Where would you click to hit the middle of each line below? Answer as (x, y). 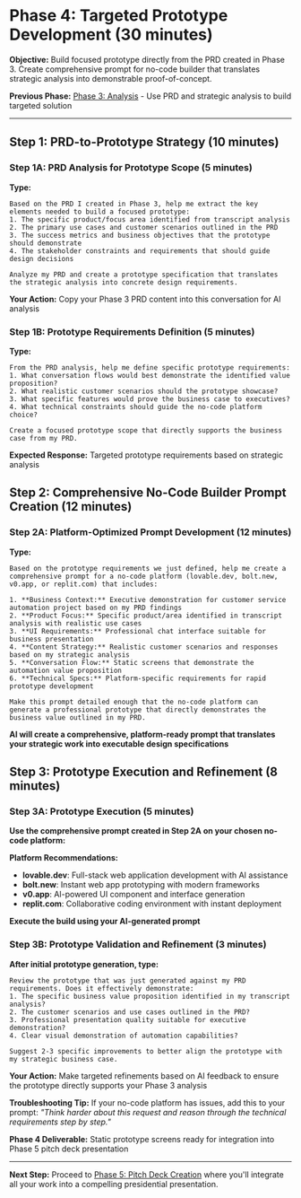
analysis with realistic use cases (76, 623)
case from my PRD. (43, 438)
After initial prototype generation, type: (84, 964)
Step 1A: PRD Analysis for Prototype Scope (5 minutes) (131, 168)
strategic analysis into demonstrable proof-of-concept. (111, 78)
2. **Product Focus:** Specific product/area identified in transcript (146, 616)
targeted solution (41, 105)
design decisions (42, 258)
